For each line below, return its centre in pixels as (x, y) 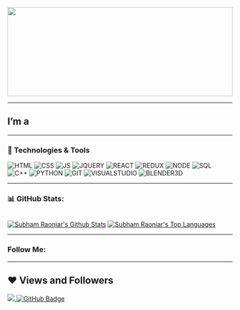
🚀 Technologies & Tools (49, 150)
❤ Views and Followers (61, 280)
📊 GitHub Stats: (36, 199)
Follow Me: (27, 249)
